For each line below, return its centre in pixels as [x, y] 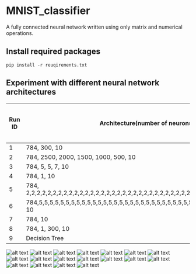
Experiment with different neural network [83, 83]
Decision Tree [45, 238]
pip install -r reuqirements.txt [47, 65]
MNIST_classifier [48, 11]
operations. [20, 33]
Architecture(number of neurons [146, 123]
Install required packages [53, 52]
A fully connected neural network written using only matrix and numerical [94, 27]
